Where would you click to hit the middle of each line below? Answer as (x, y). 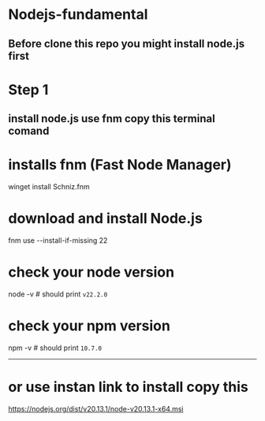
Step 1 (28, 89)
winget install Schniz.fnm (49, 187)
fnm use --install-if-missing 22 (58, 240)
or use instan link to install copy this (128, 387)
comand (29, 131)
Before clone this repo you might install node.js (127, 44)
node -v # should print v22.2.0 (58, 294)
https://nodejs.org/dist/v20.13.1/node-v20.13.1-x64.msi (96, 408)
